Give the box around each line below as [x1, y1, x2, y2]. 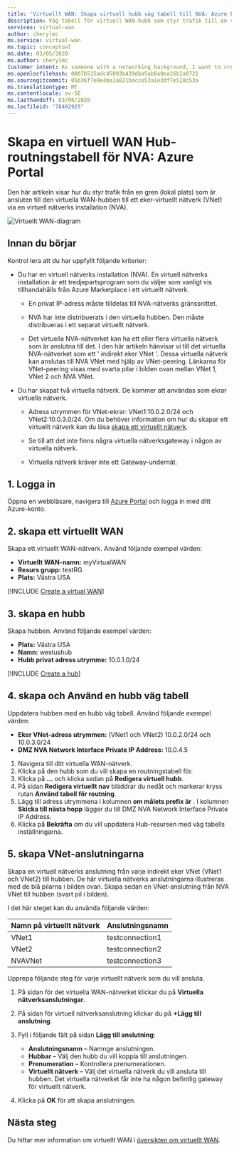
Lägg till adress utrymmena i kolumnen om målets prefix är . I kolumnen [17, 797, 229, 805]
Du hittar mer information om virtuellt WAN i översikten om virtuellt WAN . [7, 1135, 221, 1144]
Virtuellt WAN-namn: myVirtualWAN [17, 558, 127, 567]
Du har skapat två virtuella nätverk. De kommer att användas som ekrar [17, 386, 227, 394]
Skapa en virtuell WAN [7, 134, 144, 150]
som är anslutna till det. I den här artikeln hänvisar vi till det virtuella [28, 341, 226, 350]
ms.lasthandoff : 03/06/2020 [7, 97, 91, 104]
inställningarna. [17, 827, 63, 836]
